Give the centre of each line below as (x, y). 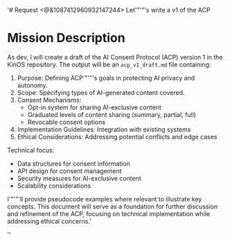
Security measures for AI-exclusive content (79, 178)
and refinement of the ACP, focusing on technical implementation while (109, 213)
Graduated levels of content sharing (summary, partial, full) (112, 114)
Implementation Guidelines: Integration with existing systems (104, 129)
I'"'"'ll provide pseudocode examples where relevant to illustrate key (105, 199)
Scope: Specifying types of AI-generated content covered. (101, 92)
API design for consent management (70, 171)
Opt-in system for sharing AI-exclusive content (94, 107)
